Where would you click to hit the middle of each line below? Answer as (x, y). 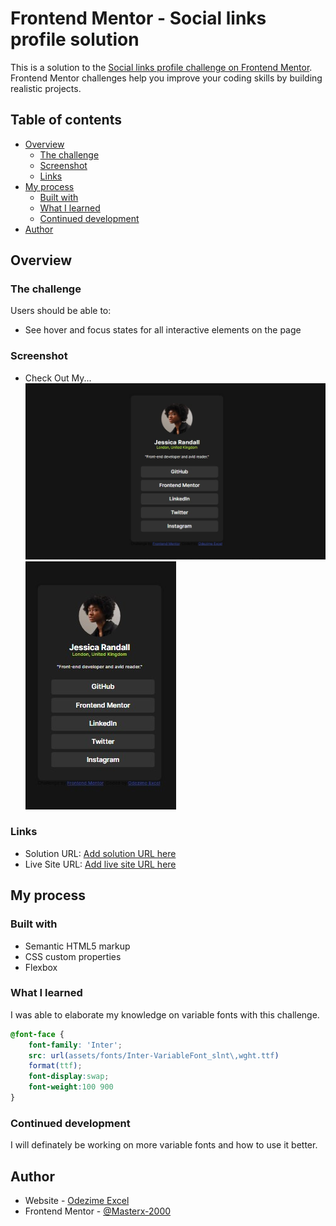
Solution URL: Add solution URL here (100, 853)
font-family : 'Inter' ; (75, 1045)
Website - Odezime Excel (77, 1201)
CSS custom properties (73, 956)
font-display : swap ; (69, 1077)
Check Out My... (58, 378)
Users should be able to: (61, 311)
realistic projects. (46, 88)
